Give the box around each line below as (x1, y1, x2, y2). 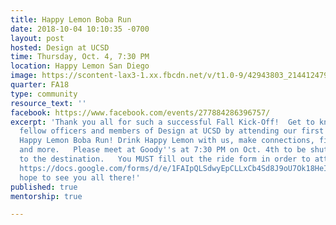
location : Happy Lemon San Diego (10, 61, 150, 71)
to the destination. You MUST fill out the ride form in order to (19, 154, 311, 164)
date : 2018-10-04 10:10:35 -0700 (10, 24, 150, 34)
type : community (10, 89, 78, 99)
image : (10, 71, 38, 81)
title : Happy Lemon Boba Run (10, 14, 132, 25)
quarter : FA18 (10, 80, 70, 90)
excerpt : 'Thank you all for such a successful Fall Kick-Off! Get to (10, 117, 315, 127)
